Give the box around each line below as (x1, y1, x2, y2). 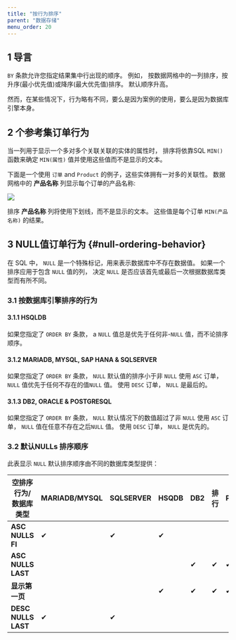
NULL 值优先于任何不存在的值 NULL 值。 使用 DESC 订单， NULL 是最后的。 (7, 381, 212, 389)
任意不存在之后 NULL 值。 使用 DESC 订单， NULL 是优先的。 (48, 422, 214, 431)
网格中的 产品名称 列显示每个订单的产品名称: (7, 179, 136, 187)
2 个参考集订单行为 (7, 126, 90, 138)
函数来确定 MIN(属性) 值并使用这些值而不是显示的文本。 (7, 156, 166, 163)
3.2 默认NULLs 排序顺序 (7, 441, 88, 451)
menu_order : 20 (7, 23, 52, 30)
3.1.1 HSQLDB (7, 313, 47, 322)
